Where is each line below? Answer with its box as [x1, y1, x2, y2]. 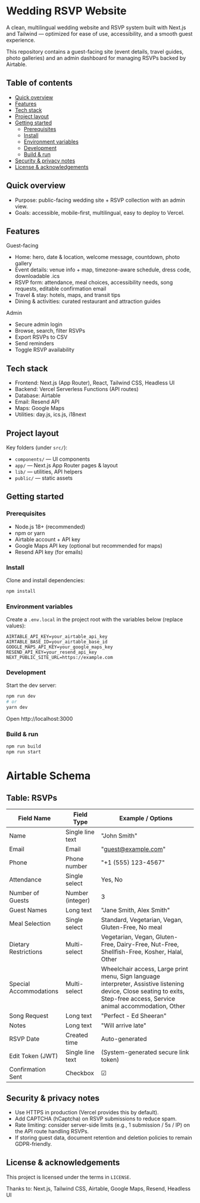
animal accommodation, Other [101, 1002, 186, 1010]
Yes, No [101, 876, 123, 884]
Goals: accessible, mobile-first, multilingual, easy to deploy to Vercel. [14, 209, 185, 216]
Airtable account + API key [14, 536, 80, 543]
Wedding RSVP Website [6, 4, 127, 18]
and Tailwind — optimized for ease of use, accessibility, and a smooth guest [6, 30, 193, 37]
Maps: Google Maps [14, 405, 65, 412]
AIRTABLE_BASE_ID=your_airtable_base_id [6, 639, 108, 645]
